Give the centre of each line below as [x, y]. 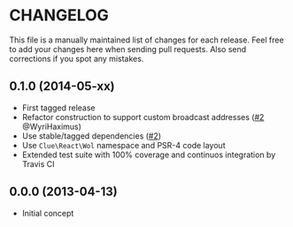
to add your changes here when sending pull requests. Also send [128, 49]
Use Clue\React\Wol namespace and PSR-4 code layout [123, 145]
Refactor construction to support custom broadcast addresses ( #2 [143, 117]
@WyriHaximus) [52, 126]
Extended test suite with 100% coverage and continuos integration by [149, 155]
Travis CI [38, 163]
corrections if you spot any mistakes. [77, 58]
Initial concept [48, 213]
